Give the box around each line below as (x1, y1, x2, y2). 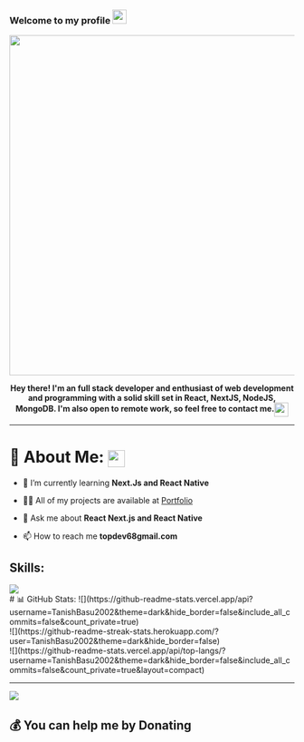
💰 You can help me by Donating (9, 718, 192, 733)
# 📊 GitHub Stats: (9, 594, 77, 605)
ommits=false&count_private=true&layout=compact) (9, 665, 205, 676)
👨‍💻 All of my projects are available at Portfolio (22, 494, 193, 505)
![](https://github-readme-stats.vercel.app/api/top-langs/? (9, 645, 226, 657)
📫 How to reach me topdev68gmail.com (22, 531, 178, 542)
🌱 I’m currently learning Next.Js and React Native (22, 477, 210, 488)
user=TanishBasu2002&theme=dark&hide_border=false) (9, 636, 220, 647)
